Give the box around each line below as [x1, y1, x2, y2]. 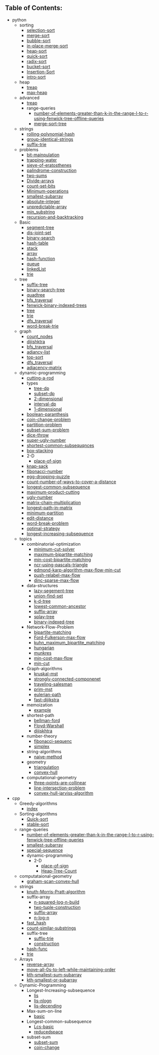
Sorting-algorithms [19, 811, 57, 817]
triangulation [34, 764, 59, 770]
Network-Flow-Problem [26, 624, 74, 630]
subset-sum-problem [26, 427, 70, 433]
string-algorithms [26, 748, 62, 754]
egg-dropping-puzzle [26, 473, 70, 479]
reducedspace [34, 1029, 63, 1034]
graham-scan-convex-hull [26, 878, 79, 884]
